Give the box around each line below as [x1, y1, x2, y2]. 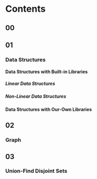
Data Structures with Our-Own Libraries [5, 106, 92, 113]
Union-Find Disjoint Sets [5, 167, 68, 174]
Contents [5, 3, 46, 15]
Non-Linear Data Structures [5, 93, 67, 100]
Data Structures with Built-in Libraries [5, 69, 88, 75]
